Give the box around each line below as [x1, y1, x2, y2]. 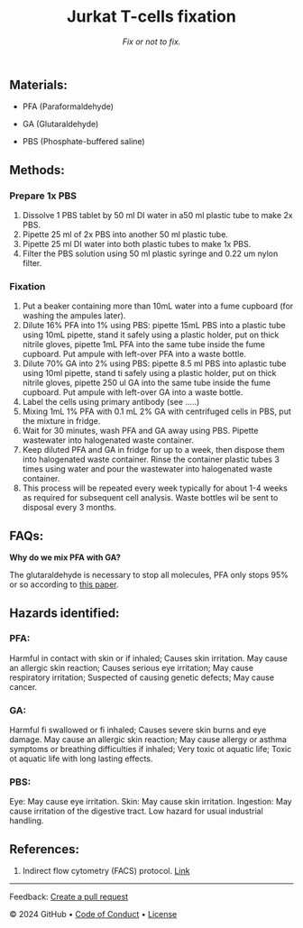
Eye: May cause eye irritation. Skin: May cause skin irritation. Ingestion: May [9, 796, 292, 807]
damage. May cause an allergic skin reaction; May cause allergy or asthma [9, 734, 287, 745]
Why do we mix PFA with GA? [9, 552, 121, 563]
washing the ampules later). [22, 310, 126, 321]
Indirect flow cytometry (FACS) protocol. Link [22, 866, 190, 877]
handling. [9, 815, 44, 826]
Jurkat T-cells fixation [67, 6, 236, 27]
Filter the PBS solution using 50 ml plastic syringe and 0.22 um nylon [22, 248, 279, 259]
